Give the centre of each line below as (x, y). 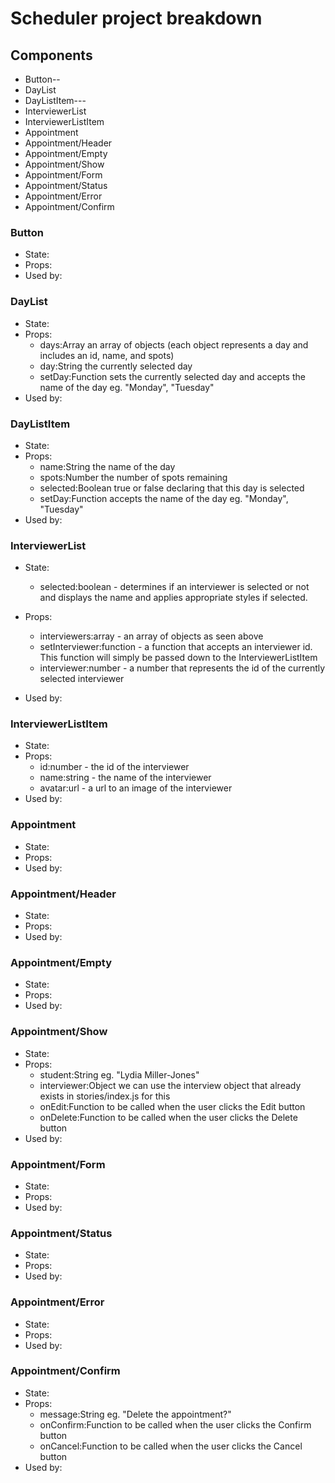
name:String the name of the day (107, 466)
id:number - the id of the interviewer (114, 767)
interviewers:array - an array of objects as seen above (151, 636)
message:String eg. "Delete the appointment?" (135, 1414)
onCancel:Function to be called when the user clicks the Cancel (171, 1446)
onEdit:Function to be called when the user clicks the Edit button (172, 1106)
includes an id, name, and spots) (107, 355)
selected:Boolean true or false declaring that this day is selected (172, 488)
